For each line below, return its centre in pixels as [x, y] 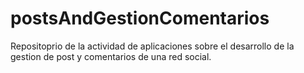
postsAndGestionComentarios [140, 18]
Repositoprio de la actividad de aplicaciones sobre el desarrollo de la [152, 46]
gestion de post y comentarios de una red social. [111, 56]
